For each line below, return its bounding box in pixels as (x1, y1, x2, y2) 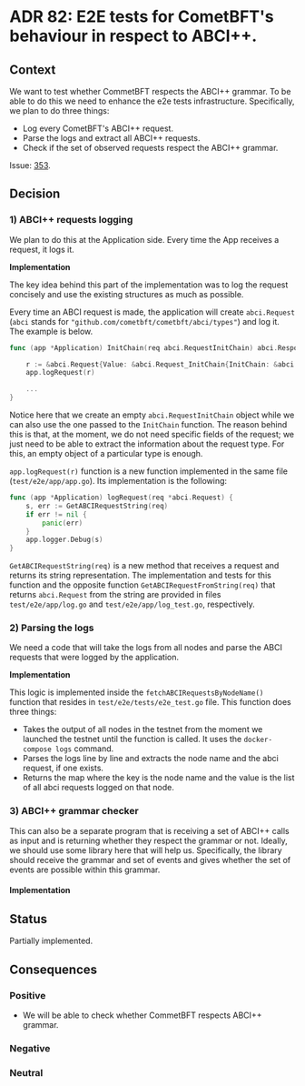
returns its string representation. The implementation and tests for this (9, 570, 272, 581)
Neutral (9, 1066, 44, 1079)
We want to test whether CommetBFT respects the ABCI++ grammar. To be (9, 86, 291, 96)
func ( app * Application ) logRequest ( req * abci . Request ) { (9, 493, 233, 502)
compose (22, 745, 52, 754)
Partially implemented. (9, 935, 93, 947)
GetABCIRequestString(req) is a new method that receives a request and (9, 560, 280, 571)
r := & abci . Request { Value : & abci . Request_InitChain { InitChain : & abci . (25, 359, 299, 369)
